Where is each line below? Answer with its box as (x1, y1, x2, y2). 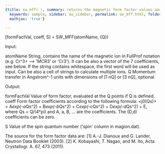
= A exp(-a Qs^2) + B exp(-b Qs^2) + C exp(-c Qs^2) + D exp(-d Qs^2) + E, (5, 104, 147, 110)
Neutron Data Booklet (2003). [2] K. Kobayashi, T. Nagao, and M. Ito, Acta (5, 138, 155, 144)
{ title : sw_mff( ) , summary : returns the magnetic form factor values (5, 7, 153, 12)
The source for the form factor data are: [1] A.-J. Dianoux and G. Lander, (5, 133, 151, 139)
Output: (5, 84, 21, 90)
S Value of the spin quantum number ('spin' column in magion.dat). (5, 123, 141, 129)
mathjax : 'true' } (9, 16, 45, 21)
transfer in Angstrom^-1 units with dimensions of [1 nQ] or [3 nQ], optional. (5, 74, 156, 80)
